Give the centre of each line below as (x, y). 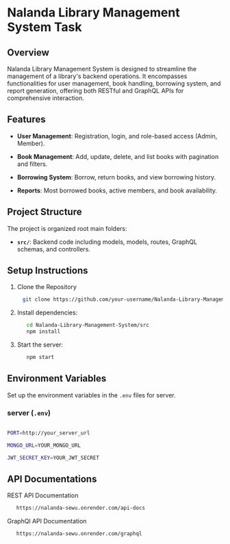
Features (26, 120)
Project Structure (44, 212)
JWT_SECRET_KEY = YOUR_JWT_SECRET (53, 458)
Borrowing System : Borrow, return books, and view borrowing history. (116, 177)
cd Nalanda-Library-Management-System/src (88, 325)
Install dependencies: (47, 312)
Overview (28, 52)
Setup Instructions (48, 271)
